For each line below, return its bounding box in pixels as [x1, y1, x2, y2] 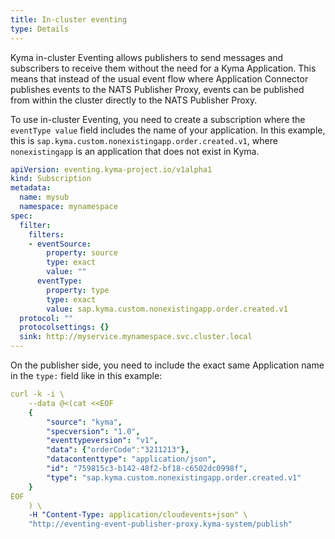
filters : [28, 229, 65, 240]
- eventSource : [28, 239, 92, 249]
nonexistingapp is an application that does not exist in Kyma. [10, 145, 260, 157]
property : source [46, 248, 118, 258]
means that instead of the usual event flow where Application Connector [10, 72, 309, 85]
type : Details [10, 24, 70, 34]
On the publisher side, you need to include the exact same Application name [10, 359, 325, 371]
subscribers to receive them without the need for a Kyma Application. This [10, 62, 317, 74]
